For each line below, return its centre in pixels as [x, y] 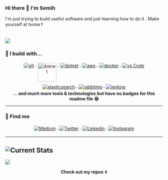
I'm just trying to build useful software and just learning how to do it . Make [82, 19]
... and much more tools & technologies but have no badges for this [84, 93]
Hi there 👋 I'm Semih [30, 8]
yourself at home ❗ [24, 24]
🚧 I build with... [24, 53]
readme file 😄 [84, 98]
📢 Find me [17, 116]
